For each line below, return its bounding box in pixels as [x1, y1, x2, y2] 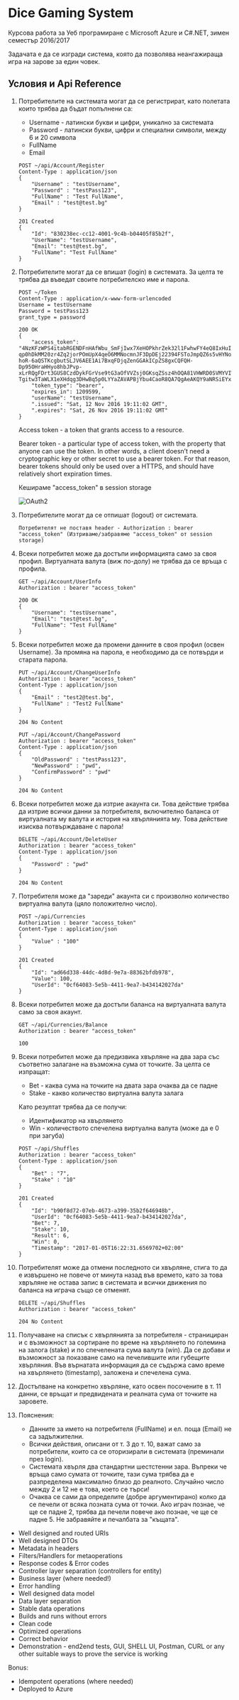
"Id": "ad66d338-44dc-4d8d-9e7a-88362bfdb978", [31, 969, 174, 976]
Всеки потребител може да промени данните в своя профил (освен [18, 640, 225, 649]
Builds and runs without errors [18, 1611, 107, 1620]
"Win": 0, [31, 1238, 60, 1245]
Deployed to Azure [18, 1684, 74, 1693]
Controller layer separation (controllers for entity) [18, 1567, 162, 1575]
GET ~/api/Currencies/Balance [18, 1021, 109, 1029]
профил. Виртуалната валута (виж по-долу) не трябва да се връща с [18, 556, 228, 565]
